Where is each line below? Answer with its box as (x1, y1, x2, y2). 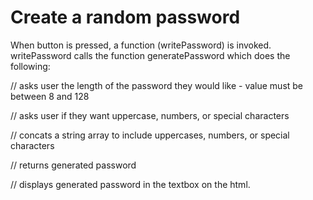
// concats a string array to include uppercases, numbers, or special (10, 129, 290, 141)
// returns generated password (10, 159, 137, 171)
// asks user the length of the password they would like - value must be (10, 79, 304, 91)
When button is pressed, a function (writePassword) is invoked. (10, 39, 272, 51)
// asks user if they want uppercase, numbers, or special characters (10, 109, 290, 121)
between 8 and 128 (10, 90, 90, 102)
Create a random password (10, 6, 241, 29)
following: (10, 60, 51, 72)
